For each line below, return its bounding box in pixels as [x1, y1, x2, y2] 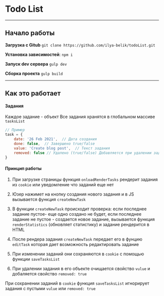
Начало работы [5, 29, 55, 37]
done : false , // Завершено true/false [14, 141, 95, 146]
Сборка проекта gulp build [5, 70, 63, 76]
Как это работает [5, 89, 61, 98]
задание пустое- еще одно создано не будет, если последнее [12, 211, 142, 217]
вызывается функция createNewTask [12, 196, 86, 202]
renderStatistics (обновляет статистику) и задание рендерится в [12, 222, 150, 227]
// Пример [5, 127, 25, 133]
